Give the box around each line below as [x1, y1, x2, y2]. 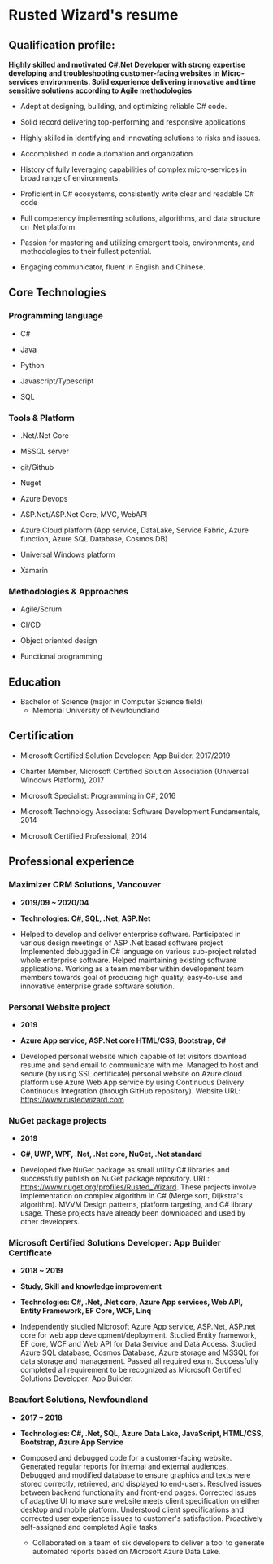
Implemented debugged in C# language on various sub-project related [19, 946, 258, 956]
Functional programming [19, 651, 103, 661]
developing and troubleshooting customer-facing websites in [8, 68, 220, 78]
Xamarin [19, 565, 49, 575]
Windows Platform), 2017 [19, 775, 105, 785]
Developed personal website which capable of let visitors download [19, 1051, 247, 1061]
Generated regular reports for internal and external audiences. [19, 1461, 229, 1471]
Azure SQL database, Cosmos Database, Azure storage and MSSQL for [19, 1347, 259, 1357]
